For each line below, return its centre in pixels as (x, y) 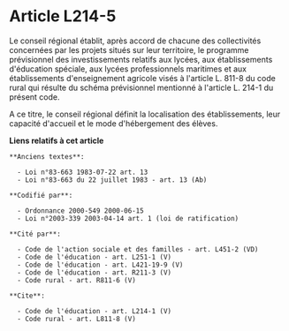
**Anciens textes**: (47, 156)
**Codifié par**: (41, 195)
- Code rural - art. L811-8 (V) (77, 319)
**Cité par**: (35, 234)
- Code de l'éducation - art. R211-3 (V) (95, 272)
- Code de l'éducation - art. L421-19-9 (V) (100, 265)
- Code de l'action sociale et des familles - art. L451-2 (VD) (138, 249)
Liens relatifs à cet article (57, 140)
